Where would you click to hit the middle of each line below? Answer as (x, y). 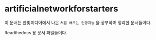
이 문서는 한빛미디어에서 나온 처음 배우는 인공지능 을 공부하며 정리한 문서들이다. (78, 22)
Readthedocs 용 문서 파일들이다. (36, 32)
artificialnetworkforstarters (61, 9)
